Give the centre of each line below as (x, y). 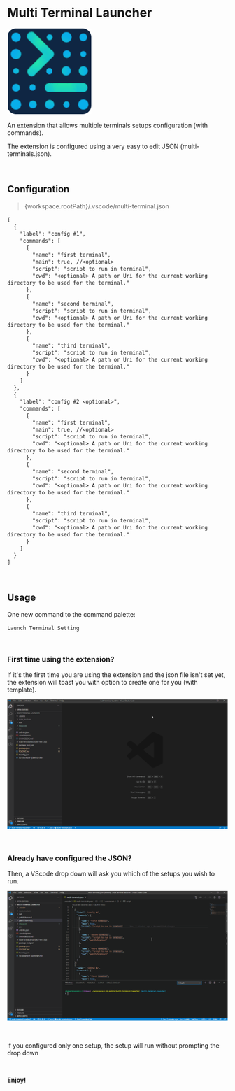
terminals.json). (30, 154)
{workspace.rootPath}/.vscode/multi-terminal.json (97, 206)
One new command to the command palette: (71, 614)
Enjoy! (17, 1080)
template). (22, 690)
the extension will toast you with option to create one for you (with (102, 682)
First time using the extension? (61, 659)
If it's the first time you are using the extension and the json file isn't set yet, (116, 675)
